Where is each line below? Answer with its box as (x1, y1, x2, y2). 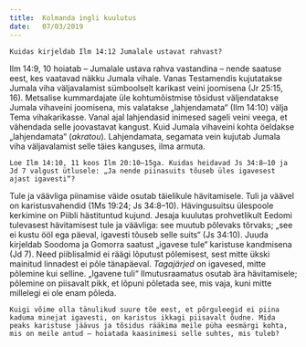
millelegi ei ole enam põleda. (9, 287, 117, 298)
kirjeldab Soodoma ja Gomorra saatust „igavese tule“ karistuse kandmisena (9, 238, 292, 249)
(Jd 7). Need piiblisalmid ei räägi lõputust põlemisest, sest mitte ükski (9, 248, 270, 259)
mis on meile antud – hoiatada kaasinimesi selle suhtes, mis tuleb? (9, 329, 280, 338)
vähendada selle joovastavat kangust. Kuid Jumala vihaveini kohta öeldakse (9, 121, 295, 132)
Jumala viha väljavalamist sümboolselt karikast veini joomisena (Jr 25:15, (9, 82, 283, 93)
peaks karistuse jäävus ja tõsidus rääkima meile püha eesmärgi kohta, (9, 321, 288, 330)
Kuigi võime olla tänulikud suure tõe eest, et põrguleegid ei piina (9, 305, 280, 314)
